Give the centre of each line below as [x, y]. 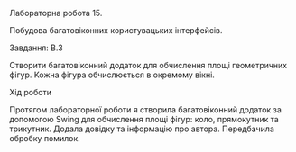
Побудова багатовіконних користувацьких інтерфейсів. [116, 30]
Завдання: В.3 [36, 48]
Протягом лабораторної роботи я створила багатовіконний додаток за [146, 110]
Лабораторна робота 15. [56, 13]
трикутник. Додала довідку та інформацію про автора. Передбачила [142, 129]
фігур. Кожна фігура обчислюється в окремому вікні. [112, 75]
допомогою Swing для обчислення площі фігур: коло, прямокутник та [144, 119]
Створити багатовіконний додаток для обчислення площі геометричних [148, 65]
